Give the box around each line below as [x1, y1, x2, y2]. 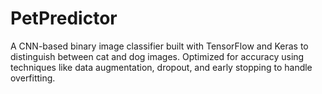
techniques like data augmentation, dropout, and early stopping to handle [10, 61, 313, 73]
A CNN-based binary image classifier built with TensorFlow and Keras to [10, 40, 309, 52]
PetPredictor [10, 7, 118, 30]
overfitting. [10, 72, 56, 84]
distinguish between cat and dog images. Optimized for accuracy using [10, 50, 305, 62]
